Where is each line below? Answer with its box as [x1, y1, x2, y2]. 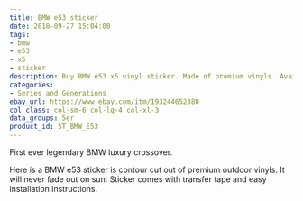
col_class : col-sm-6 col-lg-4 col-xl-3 [9, 105, 160, 114]
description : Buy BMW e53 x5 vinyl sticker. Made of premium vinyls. [9, 72, 277, 81]
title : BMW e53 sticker [9, 13, 99, 23]
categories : [9, 80, 54, 89]
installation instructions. [9, 184, 98, 194]
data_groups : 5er [9, 114, 75, 123]
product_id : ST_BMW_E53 [9, 123, 99, 132]
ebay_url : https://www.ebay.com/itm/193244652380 [9, 96, 200, 106]
